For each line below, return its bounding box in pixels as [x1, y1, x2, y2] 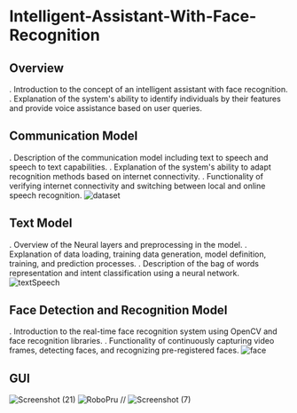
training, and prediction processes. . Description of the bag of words [9, 258, 260, 268]
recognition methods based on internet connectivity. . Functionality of [9, 171, 264, 181]
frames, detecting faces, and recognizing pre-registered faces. [9, 345, 239, 356]
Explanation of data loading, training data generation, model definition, [9, 249, 267, 259]
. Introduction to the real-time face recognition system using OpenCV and [9, 326, 277, 337]
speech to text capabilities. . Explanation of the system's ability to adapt [9, 162, 272, 172]
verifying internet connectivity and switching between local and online [9, 180, 266, 191]
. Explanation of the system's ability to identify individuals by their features [9, 93, 281, 104]
